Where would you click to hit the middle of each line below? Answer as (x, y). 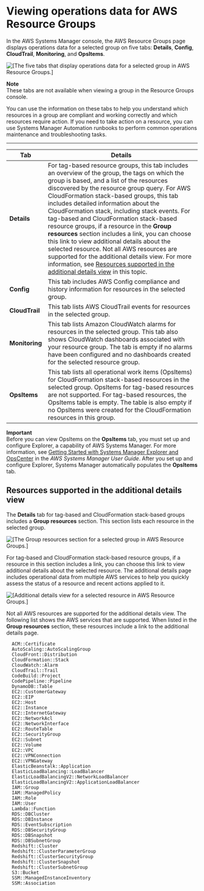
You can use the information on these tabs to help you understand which (97, 108)
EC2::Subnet (27, 740)
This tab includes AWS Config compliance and (114, 281)
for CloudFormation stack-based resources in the (119, 379)
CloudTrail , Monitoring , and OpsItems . (56, 53)
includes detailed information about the (104, 203)
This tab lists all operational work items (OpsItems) (120, 372)
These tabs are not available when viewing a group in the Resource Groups (100, 90)
